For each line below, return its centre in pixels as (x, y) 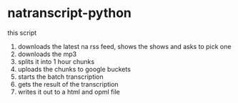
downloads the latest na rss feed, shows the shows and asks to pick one (124, 46)
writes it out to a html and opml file (69, 92)
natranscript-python (70, 13)
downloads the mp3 (47, 54)
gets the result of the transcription (68, 84)
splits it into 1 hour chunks (56, 61)
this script (22, 33)
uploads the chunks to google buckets (74, 69)
